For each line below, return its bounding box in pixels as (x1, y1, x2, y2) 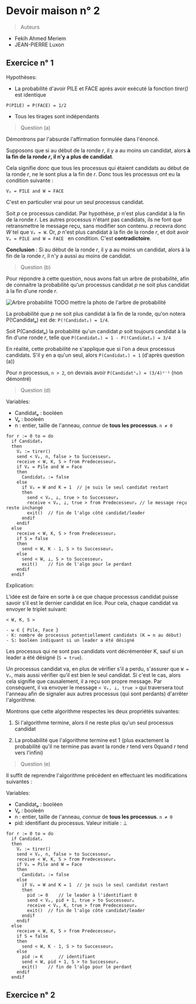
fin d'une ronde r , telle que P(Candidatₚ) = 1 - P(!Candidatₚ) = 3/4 (6, 334, 171, 341)
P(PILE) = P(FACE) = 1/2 (6, 103, 67, 108)
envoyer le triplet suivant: (6, 605, 67, 613)
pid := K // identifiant (21, 954, 95, 959)
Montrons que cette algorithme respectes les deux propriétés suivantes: (6, 708, 180, 715)
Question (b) (20, 264, 51, 271)
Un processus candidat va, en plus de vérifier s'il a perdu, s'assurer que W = (6, 665, 189, 672)
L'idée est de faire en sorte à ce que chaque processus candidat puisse (6, 593, 178, 600)
